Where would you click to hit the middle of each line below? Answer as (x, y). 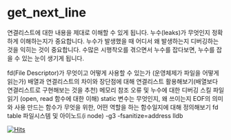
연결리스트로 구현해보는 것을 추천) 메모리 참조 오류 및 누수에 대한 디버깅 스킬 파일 (116, 90)
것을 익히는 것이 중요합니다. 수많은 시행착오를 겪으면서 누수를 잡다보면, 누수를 (111, 49)
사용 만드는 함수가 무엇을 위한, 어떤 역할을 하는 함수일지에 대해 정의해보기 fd (116, 107)
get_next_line (47, 13)
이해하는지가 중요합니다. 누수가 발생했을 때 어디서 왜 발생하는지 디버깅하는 (119, 41)
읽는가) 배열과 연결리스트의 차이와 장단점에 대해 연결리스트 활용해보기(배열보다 (113, 81)
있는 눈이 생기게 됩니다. (53, 58)
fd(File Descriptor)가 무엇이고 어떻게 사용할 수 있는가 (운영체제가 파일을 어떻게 (113, 73)
